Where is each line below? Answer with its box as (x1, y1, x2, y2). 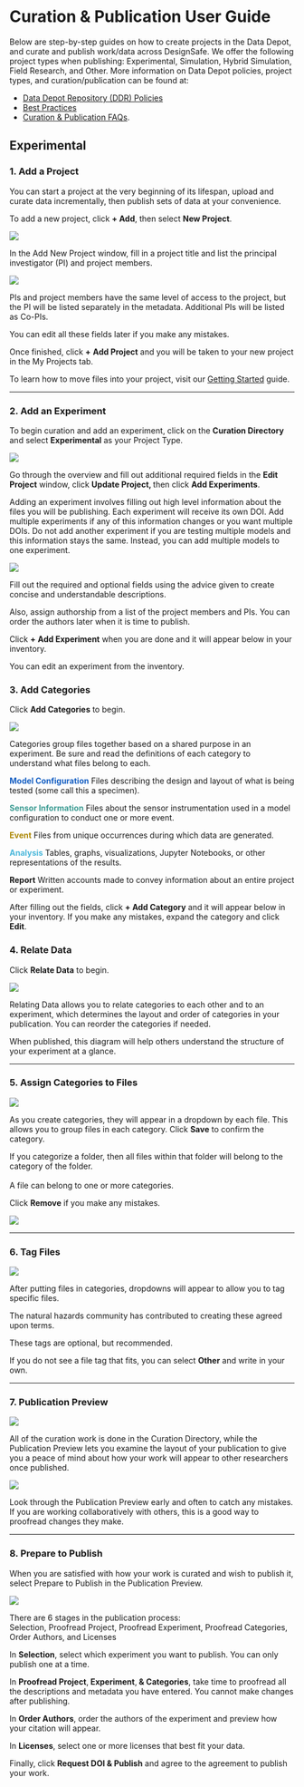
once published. (9, 1462, 70, 1473)
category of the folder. (9, 1161, 93, 1171)
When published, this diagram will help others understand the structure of (9, 1035, 285, 1046)
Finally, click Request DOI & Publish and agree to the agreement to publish (9, 1757, 288, 1769)
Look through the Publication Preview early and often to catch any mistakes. (9, 1497, 294, 1508)
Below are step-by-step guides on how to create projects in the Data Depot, (9, 36, 292, 47)
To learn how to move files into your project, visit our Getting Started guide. (9, 374, 290, 384)
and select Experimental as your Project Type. (9, 434, 184, 445)
